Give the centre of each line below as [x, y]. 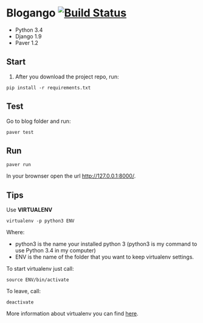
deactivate [20, 302]
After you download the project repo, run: [67, 77]
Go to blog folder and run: [39, 121]
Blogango [31, 13]
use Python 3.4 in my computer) [55, 251]
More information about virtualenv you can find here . [72, 314]
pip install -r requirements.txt [49, 88]
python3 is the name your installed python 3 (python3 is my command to [106, 244]
